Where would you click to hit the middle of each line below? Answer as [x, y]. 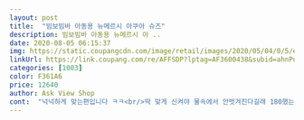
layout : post [34, 18]
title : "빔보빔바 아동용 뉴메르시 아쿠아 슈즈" [87, 26]
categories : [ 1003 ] [46, 69]
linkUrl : [26, 60]
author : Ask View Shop [52, 93]
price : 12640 [34, 85]
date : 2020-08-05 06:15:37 [60, 43]
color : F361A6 [36, 77]
